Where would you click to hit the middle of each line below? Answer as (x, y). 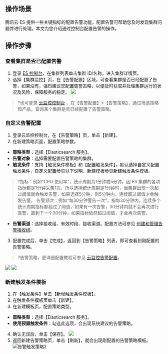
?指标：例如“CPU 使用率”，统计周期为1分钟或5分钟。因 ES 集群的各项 (89, 181)
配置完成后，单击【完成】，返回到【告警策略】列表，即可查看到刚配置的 (86, 241)
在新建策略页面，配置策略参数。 (45, 141)
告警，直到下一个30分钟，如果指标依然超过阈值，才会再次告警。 (84, 213)
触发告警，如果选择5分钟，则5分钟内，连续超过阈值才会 (97, 194)
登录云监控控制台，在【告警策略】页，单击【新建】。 (66, 135)
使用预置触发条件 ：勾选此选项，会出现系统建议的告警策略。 (74, 323)
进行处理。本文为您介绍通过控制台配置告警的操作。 (66, 28)
